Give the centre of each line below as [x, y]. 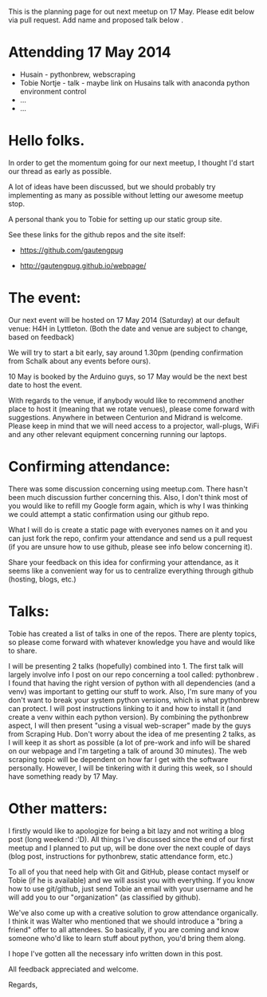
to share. [23, 650]
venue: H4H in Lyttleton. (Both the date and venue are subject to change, [128, 328]
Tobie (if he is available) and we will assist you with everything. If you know [132, 880]
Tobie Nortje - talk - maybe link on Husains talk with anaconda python [134, 82]
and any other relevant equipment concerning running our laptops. [118, 434]
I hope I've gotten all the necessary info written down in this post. [116, 953]
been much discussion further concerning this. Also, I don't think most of [128, 497]
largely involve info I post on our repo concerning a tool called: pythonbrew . [133, 674]
